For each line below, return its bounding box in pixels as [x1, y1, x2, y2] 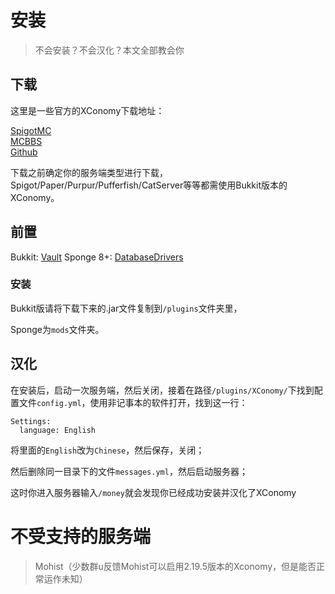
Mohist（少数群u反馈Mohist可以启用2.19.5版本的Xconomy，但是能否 [34, 560, 317, 572]
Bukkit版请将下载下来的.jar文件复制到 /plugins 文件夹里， [10, 302, 243, 314]
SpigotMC [10, 124, 52, 136]
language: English [19, 425, 97, 435]
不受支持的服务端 [10, 525, 152, 548]
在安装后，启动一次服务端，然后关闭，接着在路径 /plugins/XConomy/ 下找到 [10, 384, 315, 396]
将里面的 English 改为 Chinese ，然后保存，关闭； [10, 444, 205, 456]
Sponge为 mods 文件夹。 [10, 323, 105, 335]
